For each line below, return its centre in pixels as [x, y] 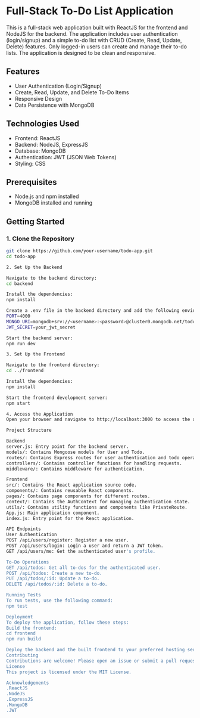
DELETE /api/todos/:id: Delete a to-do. [57, 584]
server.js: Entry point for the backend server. [68, 447]
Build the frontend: [32, 628]
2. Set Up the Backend [34, 267]
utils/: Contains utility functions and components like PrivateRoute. [97, 507]
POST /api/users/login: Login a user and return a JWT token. [85, 546]
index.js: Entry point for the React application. [70, 518]
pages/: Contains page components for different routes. [78, 496]
